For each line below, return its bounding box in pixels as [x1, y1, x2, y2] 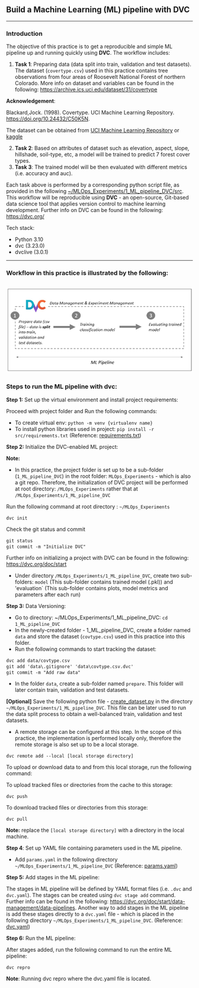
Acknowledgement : [6, 97, 56, 104]
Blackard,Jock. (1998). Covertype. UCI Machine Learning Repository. [6, 109, 175, 116]
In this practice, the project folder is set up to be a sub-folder [14, 466, 164, 473]
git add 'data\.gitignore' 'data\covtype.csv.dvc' [6, 663, 134, 670]
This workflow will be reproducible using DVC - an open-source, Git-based [6, 194, 190, 201]
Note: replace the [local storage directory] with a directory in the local [6, 826, 185, 834]
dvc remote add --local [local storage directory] [6, 753, 134, 759]
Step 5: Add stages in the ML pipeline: [6, 873, 99, 881]
